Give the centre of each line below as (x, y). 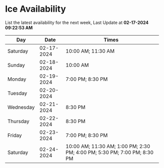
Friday (15, 135)
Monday (17, 79)
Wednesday (21, 107)
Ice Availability (35, 9)
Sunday (16, 65)
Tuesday (17, 93)
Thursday (19, 121)
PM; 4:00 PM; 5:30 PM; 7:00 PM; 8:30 (110, 152)
